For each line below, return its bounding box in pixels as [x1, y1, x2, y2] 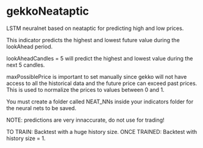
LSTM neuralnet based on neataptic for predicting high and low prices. [6, 24, 184, 32]
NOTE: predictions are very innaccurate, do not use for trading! [6, 116, 165, 124]
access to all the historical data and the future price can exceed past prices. [6, 80, 198, 87]
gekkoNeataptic [6, 4, 90, 18]
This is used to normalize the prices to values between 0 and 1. [6, 86, 165, 93]
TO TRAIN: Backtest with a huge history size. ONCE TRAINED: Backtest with [6, 128, 198, 135]
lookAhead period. [6, 43, 53, 50]
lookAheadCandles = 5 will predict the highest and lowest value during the [6, 54, 193, 62]
